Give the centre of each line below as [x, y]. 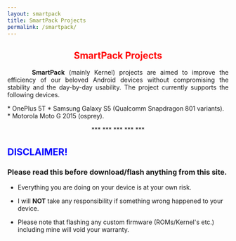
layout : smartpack [34, 14]
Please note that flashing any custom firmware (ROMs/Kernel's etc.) [116, 222]
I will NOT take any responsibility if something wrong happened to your [120, 201]
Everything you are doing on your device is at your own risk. [104, 187]
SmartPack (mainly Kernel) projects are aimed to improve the [130, 73]
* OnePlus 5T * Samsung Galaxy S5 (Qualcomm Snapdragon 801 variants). [116, 109]
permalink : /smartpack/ [42, 27]
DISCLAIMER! [38, 152]
